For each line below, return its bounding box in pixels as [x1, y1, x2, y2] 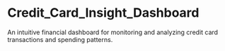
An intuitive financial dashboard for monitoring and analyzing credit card [7, 28, 218, 36]
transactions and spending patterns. [7, 35, 113, 43]
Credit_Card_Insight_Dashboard [7, 5, 200, 21]
